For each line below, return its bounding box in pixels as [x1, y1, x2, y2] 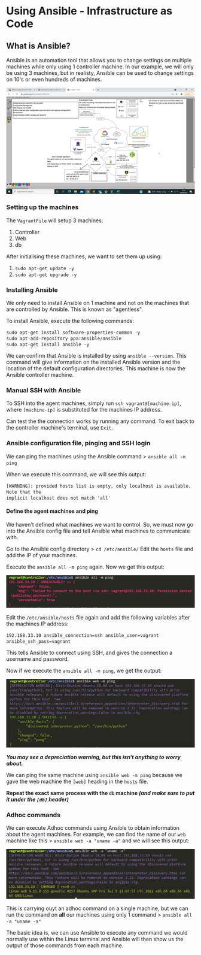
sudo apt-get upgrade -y [14, 271, 77, 278]
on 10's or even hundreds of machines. [6, 76, 102, 83]
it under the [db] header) [6, 796, 69, 803]
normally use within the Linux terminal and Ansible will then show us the [6, 936, 184, 943]
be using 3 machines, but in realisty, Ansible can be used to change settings [6, 69, 194, 76]
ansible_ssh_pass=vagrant [6, 638, 71, 645]
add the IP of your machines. [6, 551, 78, 558]
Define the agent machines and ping [6, 507, 99, 515]
